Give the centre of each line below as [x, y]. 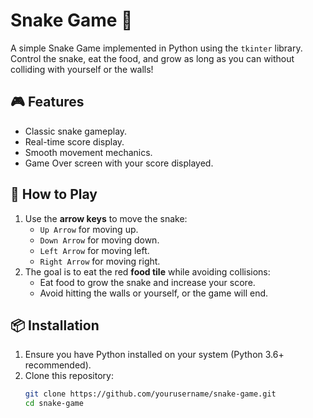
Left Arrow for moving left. [94, 250]
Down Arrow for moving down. [99, 240]
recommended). [58, 365]
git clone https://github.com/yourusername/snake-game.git [150, 394]
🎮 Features [47, 102]
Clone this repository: [69, 376]
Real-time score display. [74, 141]
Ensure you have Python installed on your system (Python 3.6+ [154, 355]
